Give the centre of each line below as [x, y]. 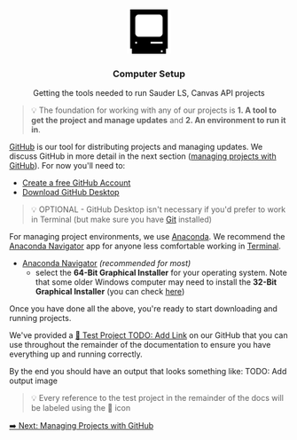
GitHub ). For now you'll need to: [67, 166]
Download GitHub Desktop [70, 192]
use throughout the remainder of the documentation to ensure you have [140, 345]
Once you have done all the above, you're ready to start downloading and [143, 309]
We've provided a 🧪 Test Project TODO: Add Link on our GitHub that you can [148, 335]
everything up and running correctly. [76, 354]
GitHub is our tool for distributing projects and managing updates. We [136, 147]
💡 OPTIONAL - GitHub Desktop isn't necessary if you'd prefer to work [158, 209]
